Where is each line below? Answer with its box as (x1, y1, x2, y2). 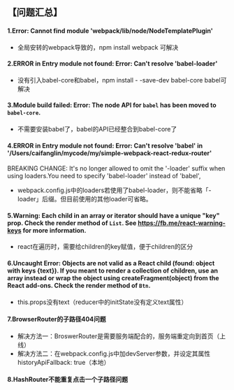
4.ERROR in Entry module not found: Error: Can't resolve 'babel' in (7, 141, 203, 150)
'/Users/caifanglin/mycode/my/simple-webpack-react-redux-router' (7, 149, 212, 157)
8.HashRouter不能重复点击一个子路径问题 (7, 375, 128, 384)
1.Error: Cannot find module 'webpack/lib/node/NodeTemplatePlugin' (7, 27, 213, 35)
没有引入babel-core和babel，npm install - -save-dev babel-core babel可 (17, 75, 227, 84)
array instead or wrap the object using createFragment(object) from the (7, 274, 219, 282)
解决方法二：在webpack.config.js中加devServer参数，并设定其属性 (17, 349, 211, 358)
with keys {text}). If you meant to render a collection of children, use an (7, 266, 219, 275)
